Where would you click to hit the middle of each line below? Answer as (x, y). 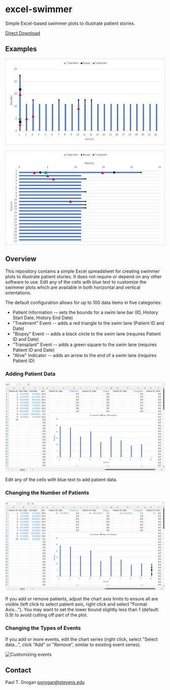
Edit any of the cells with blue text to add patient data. (61, 480)
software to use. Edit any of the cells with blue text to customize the (76, 282)
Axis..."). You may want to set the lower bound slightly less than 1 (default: (82, 610)
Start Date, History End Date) (43, 318)
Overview (21, 259)
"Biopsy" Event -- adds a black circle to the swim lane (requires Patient (87, 334)
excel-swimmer (39, 9)
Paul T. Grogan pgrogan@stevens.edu (45, 682)
